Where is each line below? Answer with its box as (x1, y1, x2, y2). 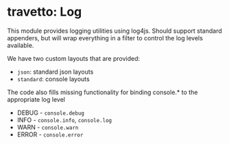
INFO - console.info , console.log (16, 115, 112, 124)
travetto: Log (7, 4, 82, 20)
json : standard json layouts (16, 68, 94, 76)
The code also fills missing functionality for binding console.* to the (7, 88, 198, 96)
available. (7, 41, 34, 49)
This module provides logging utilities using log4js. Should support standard (7, 27, 222, 35)
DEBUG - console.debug (16, 109, 84, 117)
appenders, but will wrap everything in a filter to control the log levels (7, 33, 204, 42)
